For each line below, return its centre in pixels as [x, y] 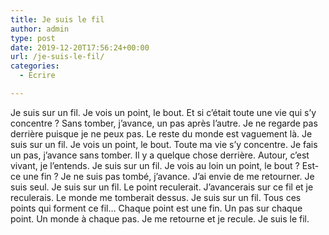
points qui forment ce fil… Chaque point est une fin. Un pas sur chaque [156, 208]
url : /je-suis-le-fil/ [57, 57]
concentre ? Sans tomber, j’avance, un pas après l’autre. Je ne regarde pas [164, 123]
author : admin [40, 29]
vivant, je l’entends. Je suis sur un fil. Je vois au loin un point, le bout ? [155, 165]
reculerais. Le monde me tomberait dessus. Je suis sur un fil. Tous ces [156, 197]
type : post [33, 38]
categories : [35, 66]
